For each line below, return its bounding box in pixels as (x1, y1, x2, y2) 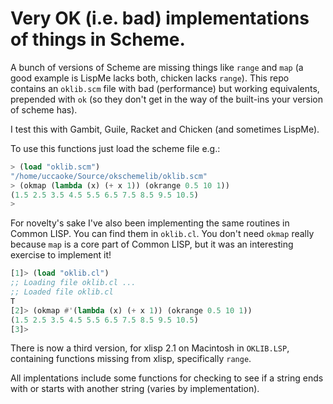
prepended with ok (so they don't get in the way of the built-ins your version (10, 93, 324, 105)
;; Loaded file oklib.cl (10, 287, 114, 297)
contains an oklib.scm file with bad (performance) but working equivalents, (10, 82, 320, 94)
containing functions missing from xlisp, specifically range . (10, 353, 252, 365)
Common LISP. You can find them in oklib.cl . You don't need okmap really (10, 228, 315, 240)
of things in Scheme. (10, 28, 186, 51)
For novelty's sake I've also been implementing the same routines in (10, 217, 290, 229)
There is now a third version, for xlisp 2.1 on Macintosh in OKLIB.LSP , (10, 342, 290, 354)
